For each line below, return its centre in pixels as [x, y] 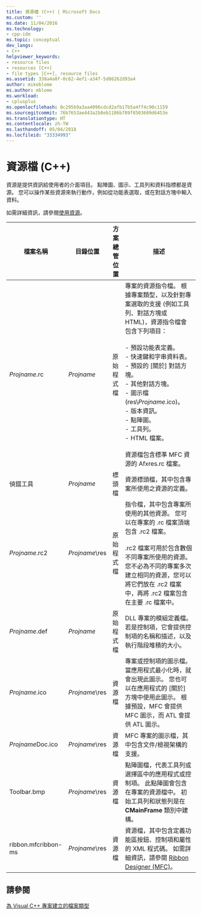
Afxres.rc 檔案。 [161, 464]
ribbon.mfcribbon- [36, 844]
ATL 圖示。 [148, 724]
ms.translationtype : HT [36, 118]
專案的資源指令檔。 [152, 286]
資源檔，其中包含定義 [155, 831]
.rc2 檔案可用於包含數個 [159, 548]
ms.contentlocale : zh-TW [37, 124]
